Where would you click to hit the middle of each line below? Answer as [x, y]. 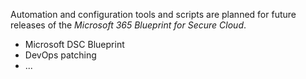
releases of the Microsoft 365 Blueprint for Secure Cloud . [128, 25]
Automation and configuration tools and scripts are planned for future [153, 14]
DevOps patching [60, 55]
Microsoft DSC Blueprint [74, 44]
